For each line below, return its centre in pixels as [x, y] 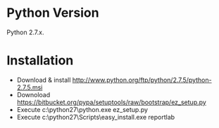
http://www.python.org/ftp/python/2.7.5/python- [142, 80]
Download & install [44, 80]
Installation [40, 61]
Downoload [33, 94]
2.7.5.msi [30, 87]
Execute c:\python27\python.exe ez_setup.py [82, 109]
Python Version [53, 13]
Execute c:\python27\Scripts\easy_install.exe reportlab [96, 117]
